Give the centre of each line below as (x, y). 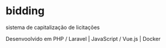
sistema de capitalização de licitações (53, 27)
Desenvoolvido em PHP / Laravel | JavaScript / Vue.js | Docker (83, 39)
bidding (25, 11)
